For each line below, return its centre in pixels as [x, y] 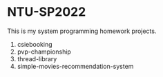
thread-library [37, 58]
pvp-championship [44, 52]
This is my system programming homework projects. [82, 31]
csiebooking [35, 44]
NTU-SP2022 [47, 12]
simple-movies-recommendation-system [75, 66]
